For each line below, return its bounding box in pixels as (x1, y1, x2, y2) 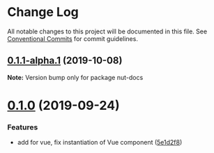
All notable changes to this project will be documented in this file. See (7, 27, 208, 35)
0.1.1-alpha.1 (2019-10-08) (7, 55, 123, 67)
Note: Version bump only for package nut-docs (7, 73, 144, 81)
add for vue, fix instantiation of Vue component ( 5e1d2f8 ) (17, 138, 183, 147)
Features (7, 122, 38, 132)
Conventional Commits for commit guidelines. (7, 34, 138, 42)
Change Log (7, 4, 79, 20)
